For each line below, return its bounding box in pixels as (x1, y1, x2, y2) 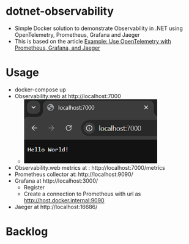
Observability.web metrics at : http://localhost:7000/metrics (14, 164, 166, 171)
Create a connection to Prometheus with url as (23, 190, 141, 197)
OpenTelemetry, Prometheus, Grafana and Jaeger (14, 31, 140, 38)
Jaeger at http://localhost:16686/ (14, 203, 98, 210)
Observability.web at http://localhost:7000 (14, 92, 122, 99)
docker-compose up (14, 86, 67, 93)
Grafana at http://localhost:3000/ (14, 177, 98, 185)
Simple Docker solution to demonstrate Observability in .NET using (14, 25, 183, 32)
